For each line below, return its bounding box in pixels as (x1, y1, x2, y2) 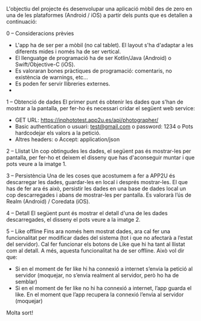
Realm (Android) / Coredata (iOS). (6, 198, 91, 205)
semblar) (14, 278, 37, 285)
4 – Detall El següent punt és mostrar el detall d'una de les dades (6, 210, 168, 217)
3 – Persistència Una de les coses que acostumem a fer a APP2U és (6, 172, 176, 179)
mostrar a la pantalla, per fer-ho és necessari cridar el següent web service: (6, 105, 195, 111)
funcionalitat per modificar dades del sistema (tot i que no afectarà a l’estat (6, 234, 193, 241)
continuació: (6, 18, 37, 25)
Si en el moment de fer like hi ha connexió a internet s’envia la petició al (14, 265, 193, 272)
